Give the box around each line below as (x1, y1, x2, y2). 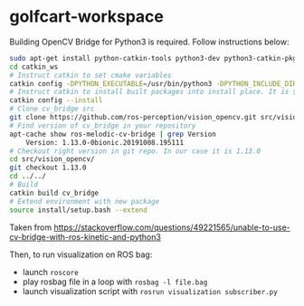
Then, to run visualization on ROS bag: (9, 249, 153, 260)
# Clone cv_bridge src (9, 104, 95, 114)
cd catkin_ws (9, 62, 59, 72)
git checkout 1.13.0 (9, 163, 88, 173)
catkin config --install (9, 96, 103, 105)
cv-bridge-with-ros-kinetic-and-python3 (9, 231, 161, 242)
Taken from (9, 222, 52, 233)
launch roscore (22, 266, 79, 277)
